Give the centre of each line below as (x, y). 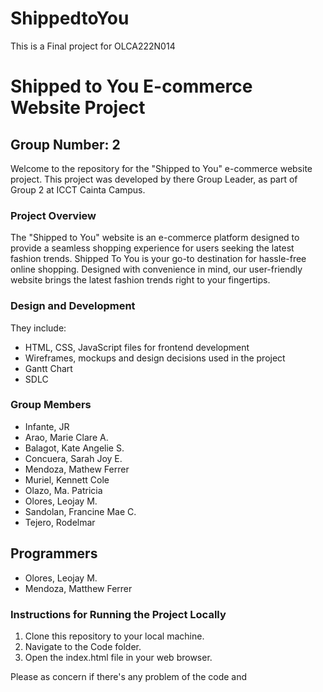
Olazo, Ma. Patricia (63, 490)
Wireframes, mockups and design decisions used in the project (155, 358)
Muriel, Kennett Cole (67, 479)
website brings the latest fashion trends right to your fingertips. (140, 280)
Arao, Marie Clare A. (66, 437)
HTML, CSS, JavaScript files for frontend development (137, 347)
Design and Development (73, 306)
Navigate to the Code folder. (83, 646)
